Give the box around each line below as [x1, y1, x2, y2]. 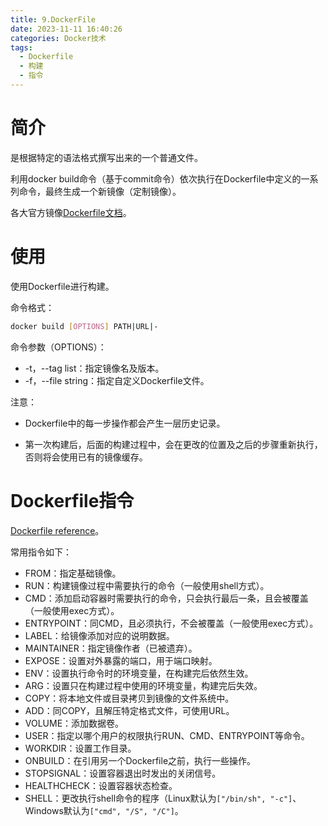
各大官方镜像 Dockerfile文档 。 [10, 206, 132, 218]
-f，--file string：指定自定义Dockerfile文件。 [24, 374, 210, 386]
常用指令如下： [10, 546, 72, 558]
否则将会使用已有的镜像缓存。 [24, 451, 148, 463]
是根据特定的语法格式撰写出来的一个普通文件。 [10, 151, 203, 163]
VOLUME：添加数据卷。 [24, 717, 125, 729]
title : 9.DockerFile [10, 14, 97, 25]
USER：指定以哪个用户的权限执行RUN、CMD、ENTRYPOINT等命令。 [24, 729, 310, 741]
